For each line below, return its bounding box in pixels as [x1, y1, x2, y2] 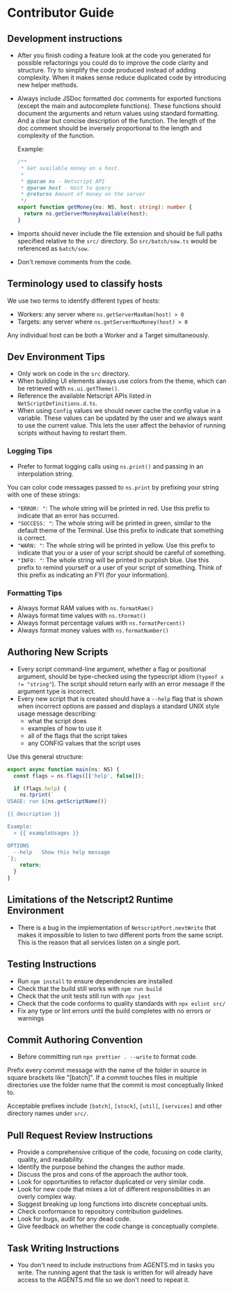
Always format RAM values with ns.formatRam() [17, 603, 154, 612]
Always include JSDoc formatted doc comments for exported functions [17, 94, 222, 103]
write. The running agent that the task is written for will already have [17, 1268, 214, 1277]
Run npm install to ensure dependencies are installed [17, 976, 172, 985]
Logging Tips [7, 446, 53, 456]
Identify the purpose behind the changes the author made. [17, 1163, 186, 1171]
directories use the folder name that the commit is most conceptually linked [7, 1081, 224, 1089]
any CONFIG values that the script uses [27, 739, 141, 747]
